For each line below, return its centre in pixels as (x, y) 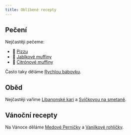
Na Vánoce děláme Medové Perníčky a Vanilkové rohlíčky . (65, 127)
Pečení (16, 30)
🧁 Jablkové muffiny (32, 57)
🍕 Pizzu (20, 52)
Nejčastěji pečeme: (25, 42)
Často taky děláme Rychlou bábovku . (43, 72)
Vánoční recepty (32, 115)
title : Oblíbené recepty (31, 10)
